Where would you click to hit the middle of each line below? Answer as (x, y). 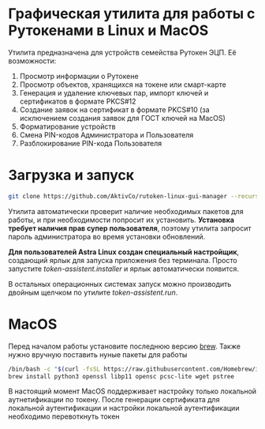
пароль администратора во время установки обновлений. (107, 236)
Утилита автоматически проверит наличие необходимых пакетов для (126, 211)
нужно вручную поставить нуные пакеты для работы (98, 354)
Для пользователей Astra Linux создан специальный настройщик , (123, 252)
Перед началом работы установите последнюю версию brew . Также (124, 346)
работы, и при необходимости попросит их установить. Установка (121, 220)
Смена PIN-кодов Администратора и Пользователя (106, 134)
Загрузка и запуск (71, 175)
